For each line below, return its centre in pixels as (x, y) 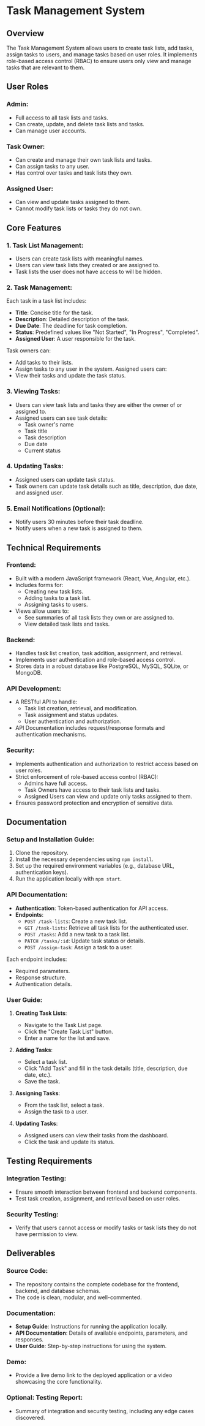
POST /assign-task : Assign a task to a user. (79, 947)
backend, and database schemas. (58, 1291)
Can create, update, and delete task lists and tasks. (80, 124)
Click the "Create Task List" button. (69, 1032)
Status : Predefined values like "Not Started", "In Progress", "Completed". (107, 332)
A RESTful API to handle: (46, 702)
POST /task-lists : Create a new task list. (76, 921)
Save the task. (42, 1082)
